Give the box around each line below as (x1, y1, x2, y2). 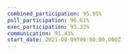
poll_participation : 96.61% (7, 17, 90, 24)
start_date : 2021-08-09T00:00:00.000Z (7, 36, 121, 43)
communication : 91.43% (7, 29, 74, 37)
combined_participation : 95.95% (7, 10, 102, 18)
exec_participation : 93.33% (7, 23, 90, 30)
